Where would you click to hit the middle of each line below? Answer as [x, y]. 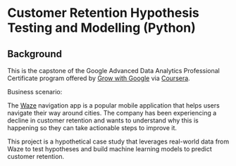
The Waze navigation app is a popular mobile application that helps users [113, 106]
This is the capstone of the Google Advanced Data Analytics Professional [113, 71]
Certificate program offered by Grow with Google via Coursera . [99, 78]
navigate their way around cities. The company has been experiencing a [112, 113]
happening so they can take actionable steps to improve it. [92, 128]
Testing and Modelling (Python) [101, 28]
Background [35, 54]
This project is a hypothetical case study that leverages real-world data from [118, 141]
